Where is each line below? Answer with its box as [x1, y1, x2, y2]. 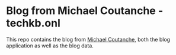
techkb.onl [6, 16, 61, 30]
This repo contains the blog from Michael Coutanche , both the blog [6, 36, 171, 43]
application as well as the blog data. [6, 42, 94, 49]
